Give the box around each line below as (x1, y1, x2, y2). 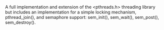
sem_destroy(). (5, 19, 36, 25)
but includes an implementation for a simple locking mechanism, (5, 9, 137, 15)
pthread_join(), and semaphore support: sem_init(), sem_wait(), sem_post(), (5, 15, 160, 20)
